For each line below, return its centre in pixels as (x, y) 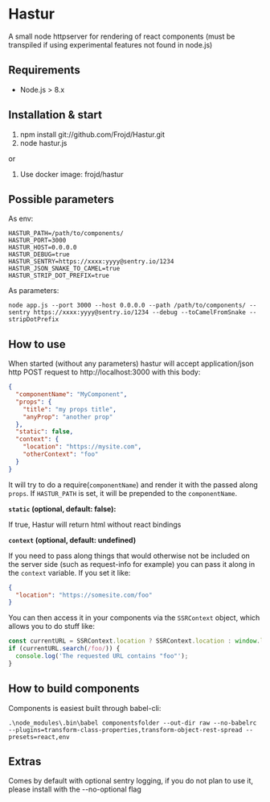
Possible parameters (61, 199)
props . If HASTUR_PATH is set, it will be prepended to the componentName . (123, 493)
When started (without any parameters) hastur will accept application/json (131, 364)
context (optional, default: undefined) (72, 539)
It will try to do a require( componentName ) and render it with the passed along (133, 485)
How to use (37, 344)
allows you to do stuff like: (51, 626)
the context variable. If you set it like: (70, 573)
